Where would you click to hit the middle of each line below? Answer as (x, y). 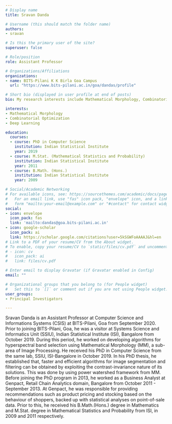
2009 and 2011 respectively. (35, 416)
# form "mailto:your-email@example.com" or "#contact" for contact (81, 204)
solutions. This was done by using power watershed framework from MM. (83, 373)
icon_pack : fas (26, 218)
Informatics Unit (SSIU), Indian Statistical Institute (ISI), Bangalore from (80, 334)
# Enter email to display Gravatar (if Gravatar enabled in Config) (80, 270)
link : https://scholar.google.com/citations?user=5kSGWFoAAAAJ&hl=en (85, 237)
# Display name (21, 10)
